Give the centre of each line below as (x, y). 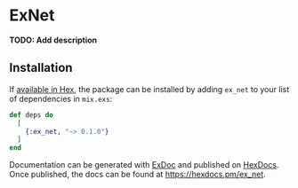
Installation (41, 68)
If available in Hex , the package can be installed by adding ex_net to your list (149, 89)
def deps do (31, 115)
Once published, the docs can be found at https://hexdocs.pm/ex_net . (138, 175)
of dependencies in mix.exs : (61, 98)
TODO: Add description (53, 40)
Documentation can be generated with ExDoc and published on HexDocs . (144, 165)
